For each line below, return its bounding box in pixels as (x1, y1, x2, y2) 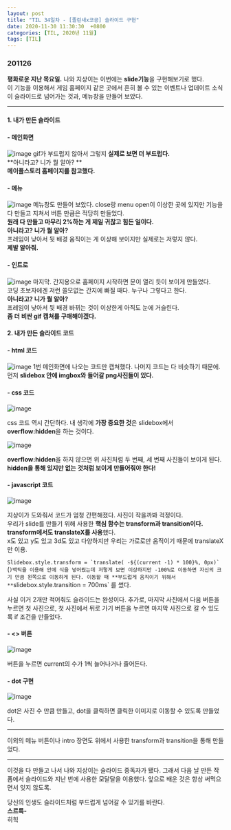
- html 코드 (7, 346, 38, 354)
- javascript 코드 (7, 481, 54, 489)
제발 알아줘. (7, 244, 39, 252)
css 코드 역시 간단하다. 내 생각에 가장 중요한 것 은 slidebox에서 (7, 418, 174, 426)
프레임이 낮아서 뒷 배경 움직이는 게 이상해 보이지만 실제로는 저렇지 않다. (7, 235, 198, 244)
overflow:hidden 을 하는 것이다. (7, 427, 94, 435)
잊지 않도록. (19, 784, 52, 792)
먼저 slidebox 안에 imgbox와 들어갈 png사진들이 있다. (7, 371, 154, 379)
